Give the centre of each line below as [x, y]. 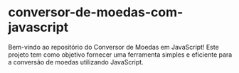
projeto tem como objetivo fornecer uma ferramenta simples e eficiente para [120, 55]
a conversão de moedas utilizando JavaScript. [76, 62]
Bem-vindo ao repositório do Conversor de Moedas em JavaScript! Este [113, 47]
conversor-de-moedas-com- [96, 12]
